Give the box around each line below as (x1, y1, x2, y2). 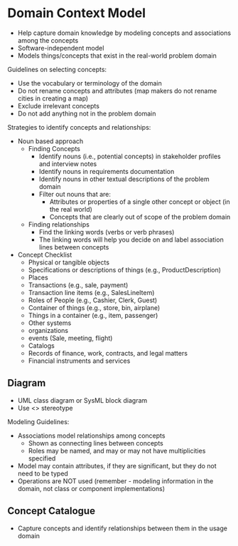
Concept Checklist (17, 250, 72, 259)
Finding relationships (28, 220, 90, 229)
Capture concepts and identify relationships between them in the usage (17, 524, 227, 532)
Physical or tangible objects (28, 258, 110, 267)
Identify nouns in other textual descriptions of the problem (38, 175, 210, 183)
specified (28, 454, 56, 463)
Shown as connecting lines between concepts (28, 438, 163, 447)
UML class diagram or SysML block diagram (17, 396, 148, 404)
